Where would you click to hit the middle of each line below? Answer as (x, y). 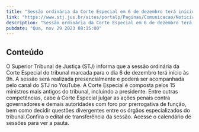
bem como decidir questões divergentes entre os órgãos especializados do (98, 111)
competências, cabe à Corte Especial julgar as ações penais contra (88, 98)
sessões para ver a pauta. (38, 123)
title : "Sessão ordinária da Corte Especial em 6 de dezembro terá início (100, 12)
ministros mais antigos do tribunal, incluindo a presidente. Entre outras (92, 92)
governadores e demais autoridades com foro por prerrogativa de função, (96, 104)
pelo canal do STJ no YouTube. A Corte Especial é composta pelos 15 (91, 85)
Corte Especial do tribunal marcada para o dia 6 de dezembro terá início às (98, 73)
